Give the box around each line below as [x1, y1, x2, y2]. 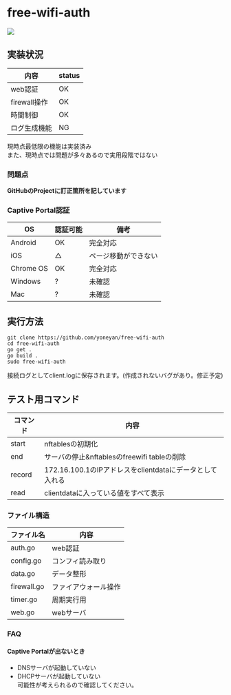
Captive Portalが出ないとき [7, 647, 85, 655]
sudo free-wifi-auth [7, 358, 67, 366]
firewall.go [10, 582, 45, 592]
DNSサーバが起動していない [16, 663, 96, 672]
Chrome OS [10, 264, 48, 273]
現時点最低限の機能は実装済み [7, 142, 91, 150]
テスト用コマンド [7, 393, 80, 405]
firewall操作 [10, 97, 48, 107]
